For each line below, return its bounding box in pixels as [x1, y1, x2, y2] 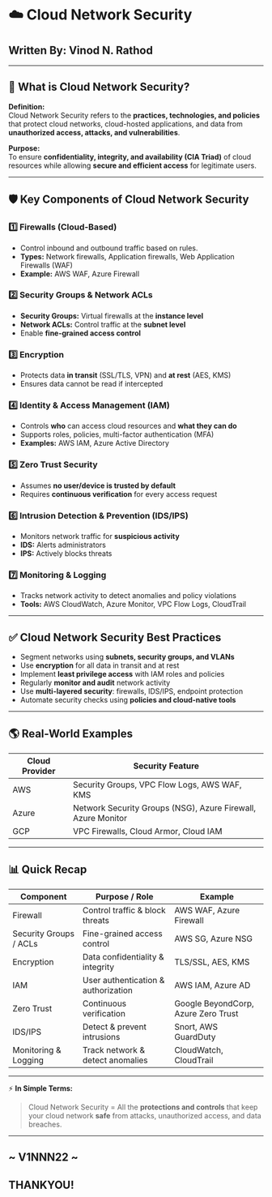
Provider [21, 765, 56, 776]
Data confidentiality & [82, 951, 164, 962]
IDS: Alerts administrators [19, 540, 107, 549]
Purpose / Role [96, 891, 154, 902]
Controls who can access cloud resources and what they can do [19, 421, 237, 431]
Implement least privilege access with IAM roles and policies [19, 669, 225, 679]
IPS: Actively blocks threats [19, 548, 113, 558]
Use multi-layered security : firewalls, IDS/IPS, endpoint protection [19, 686, 244, 696]
